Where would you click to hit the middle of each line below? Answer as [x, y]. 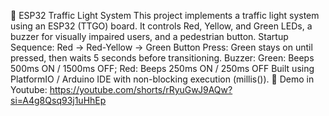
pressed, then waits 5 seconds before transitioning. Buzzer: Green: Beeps [162, 58]
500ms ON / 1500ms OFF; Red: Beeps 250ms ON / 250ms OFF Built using [162, 68]
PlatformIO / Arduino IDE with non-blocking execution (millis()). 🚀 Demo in [162, 79]
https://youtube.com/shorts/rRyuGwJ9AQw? [141, 89]
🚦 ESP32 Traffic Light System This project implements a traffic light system [165, 15]
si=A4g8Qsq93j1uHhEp [58, 100]
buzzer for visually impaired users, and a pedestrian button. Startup [149, 36]
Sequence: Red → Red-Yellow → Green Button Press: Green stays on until [161, 47]
